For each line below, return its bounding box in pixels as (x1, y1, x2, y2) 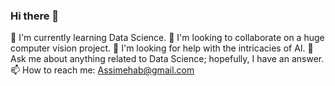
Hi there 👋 (10, 9, 60, 23)
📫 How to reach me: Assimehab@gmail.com (10, 64, 195, 76)
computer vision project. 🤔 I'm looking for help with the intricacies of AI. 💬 (10, 42, 314, 54)
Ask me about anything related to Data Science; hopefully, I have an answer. (10, 53, 325, 65)
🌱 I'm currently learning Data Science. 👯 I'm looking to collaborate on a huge (10, 32, 325, 44)
